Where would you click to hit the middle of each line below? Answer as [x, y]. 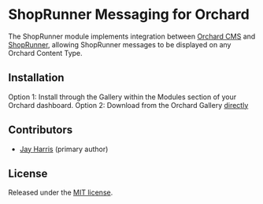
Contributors [41, 130]
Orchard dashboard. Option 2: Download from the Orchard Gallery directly [128, 105]
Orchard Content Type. [45, 53]
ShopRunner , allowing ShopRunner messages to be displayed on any [120, 44]
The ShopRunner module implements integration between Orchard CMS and [132, 36]
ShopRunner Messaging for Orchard [129, 15]
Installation [36, 78]
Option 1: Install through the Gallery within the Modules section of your [122, 97]
